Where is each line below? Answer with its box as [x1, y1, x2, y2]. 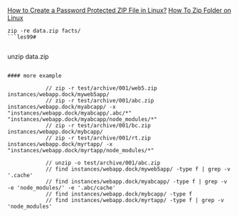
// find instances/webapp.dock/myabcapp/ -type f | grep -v [45, 178, 228, 185]
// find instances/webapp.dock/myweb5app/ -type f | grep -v [45, 166, 231, 173]
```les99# [7, 33, 37, 41]
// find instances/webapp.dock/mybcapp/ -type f [45, 191, 193, 198]
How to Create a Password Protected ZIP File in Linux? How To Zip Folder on [7, 6, 232, 14]
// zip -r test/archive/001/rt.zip [45, 134, 152, 142]
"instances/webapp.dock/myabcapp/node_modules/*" [7, 116, 158, 123]
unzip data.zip [7, 53, 49, 60]
